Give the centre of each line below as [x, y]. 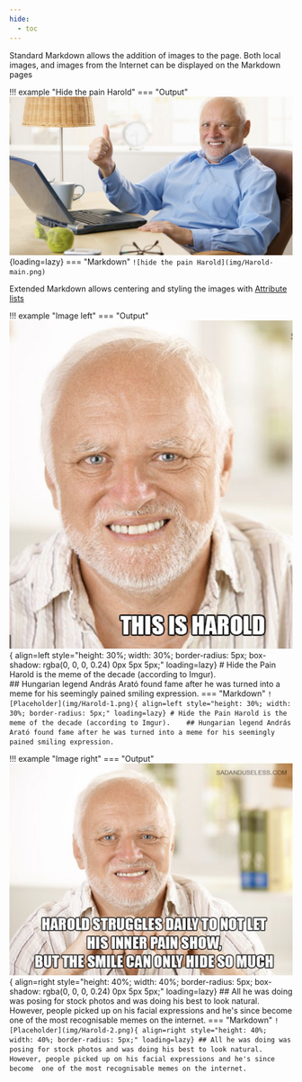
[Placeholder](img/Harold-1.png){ [74, 704]
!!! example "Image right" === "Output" [82, 759]
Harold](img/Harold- [235, 263]
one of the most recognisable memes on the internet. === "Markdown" [141, 1020]
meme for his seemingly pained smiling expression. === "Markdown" [138, 693]
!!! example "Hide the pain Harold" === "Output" [99, 92]
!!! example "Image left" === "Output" [79, 316]
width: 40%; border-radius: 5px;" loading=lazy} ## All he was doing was [151, 1040]
